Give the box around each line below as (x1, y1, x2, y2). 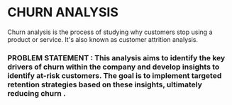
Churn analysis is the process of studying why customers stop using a (7, 28, 213, 36)
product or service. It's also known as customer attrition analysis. (7, 35, 199, 43)
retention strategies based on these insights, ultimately (7, 79, 202, 89)
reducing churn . (7, 88, 66, 98)
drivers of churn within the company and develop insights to (7, 62, 220, 72)
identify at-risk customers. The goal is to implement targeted (7, 70, 222, 80)
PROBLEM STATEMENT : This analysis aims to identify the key (7, 52, 226, 62)
